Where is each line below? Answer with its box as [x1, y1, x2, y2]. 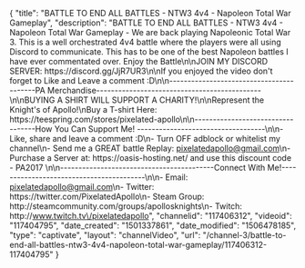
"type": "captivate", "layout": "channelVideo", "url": [9, 230, 201, 240]
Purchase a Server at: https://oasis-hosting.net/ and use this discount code [9, 153, 292, 163]
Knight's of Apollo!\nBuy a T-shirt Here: [9, 104, 158, 114]
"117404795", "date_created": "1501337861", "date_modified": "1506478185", [9, 220, 297, 231]
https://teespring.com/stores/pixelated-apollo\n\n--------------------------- [9, 114, 294, 124]
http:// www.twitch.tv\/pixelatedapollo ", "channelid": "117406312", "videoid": [9, 211, 293, 221]
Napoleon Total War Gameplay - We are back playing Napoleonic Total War [9, 27, 291, 37]
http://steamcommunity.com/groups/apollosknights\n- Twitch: [9, 201, 243, 212]
